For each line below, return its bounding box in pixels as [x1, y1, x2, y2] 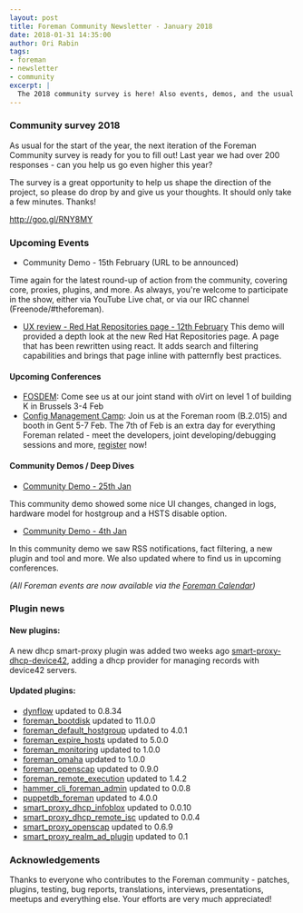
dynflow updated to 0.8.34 [22, 705, 122, 716]
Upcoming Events [9, 236, 90, 249]
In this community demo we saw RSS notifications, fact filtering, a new [9, 542, 273, 554]
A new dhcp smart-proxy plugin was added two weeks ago [9, 645, 230, 656]
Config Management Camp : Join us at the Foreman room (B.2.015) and [22, 411, 288, 422]
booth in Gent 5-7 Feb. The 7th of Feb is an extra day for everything [22, 420, 276, 432]
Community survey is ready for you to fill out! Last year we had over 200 [9, 149, 280, 160]
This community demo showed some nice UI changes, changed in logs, [9, 498, 277, 509]
